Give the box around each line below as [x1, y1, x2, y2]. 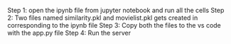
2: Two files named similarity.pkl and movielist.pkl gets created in [7, 13, 198, 22]
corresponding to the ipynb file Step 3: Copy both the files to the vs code [7, 21, 222, 29]
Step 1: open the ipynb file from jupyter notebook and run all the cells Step [7, 6, 225, 14]
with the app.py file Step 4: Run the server [7, 28, 131, 37]
